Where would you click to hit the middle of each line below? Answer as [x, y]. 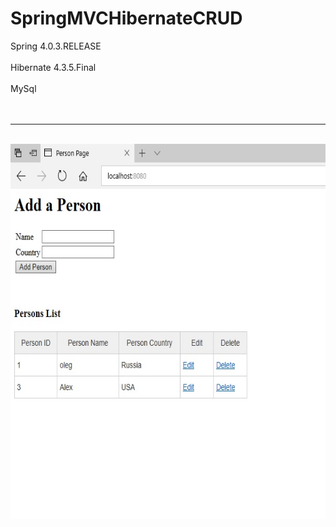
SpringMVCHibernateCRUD [126, 18]
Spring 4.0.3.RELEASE [56, 46]
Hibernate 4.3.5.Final [53, 67]
